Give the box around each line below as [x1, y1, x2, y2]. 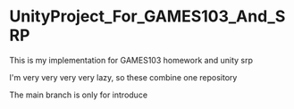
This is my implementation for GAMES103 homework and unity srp [9, 54, 253, 65]
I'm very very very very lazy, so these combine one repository [9, 71, 238, 82]
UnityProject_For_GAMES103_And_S [9, 6, 286, 27]
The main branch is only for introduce [9, 89, 148, 100]
